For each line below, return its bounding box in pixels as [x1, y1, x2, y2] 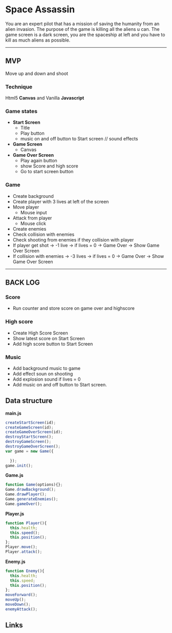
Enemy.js [5, 558, 26, 565]
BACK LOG [5, 278, 40, 287]
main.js [5, 410, 21, 416]
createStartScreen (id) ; [5, 420, 56, 425]
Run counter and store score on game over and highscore [12, 305, 135, 311]
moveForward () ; [5, 592, 38, 598]
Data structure [5, 397, 53, 405]
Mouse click [20, 220, 46, 227]
